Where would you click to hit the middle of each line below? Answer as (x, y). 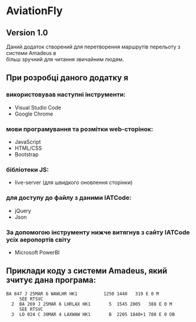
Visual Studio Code (38, 107)
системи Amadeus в (31, 53)
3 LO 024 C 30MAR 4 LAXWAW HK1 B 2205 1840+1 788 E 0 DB (93, 314)
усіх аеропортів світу (39, 239)
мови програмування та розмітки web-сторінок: (80, 129)
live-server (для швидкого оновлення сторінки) (74, 183)
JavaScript (28, 142)
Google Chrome (34, 114)
